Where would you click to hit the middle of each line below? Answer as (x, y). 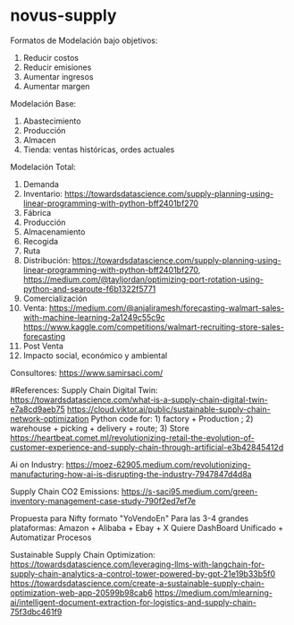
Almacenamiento (54, 231)
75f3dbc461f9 (36, 612)
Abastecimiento (52, 121)
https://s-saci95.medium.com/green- (189, 491)
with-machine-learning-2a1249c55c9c (94, 317)
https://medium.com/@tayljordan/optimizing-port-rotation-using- (143, 279)
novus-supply (63, 16)
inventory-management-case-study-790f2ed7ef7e (103, 501)
